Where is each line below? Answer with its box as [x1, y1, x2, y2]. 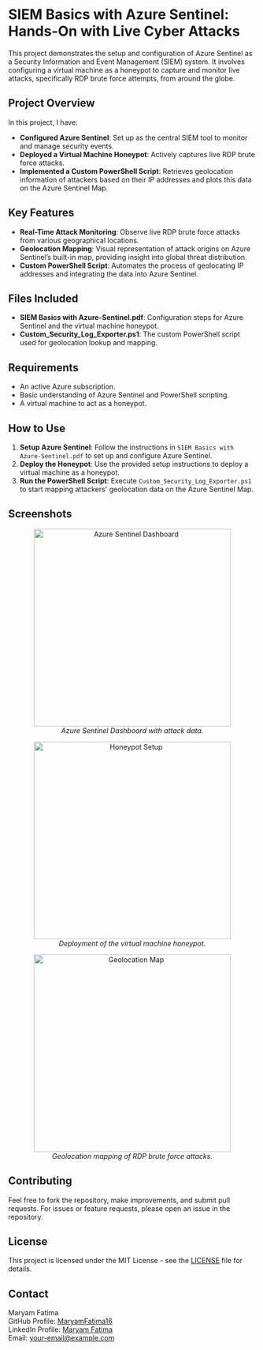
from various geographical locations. [19, 235, 139, 245]
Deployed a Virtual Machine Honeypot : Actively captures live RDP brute [19, 149, 256, 159]
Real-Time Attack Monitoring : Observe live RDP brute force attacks [19, 227, 240, 236]
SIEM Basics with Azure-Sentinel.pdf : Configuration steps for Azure [19, 313, 244, 322]
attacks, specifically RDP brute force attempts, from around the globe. [8, 73, 235, 83]
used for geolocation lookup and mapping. [19, 338, 157, 348]
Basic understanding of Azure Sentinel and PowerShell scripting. [19, 390, 230, 400]
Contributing [8, 1175, 72, 1188]
